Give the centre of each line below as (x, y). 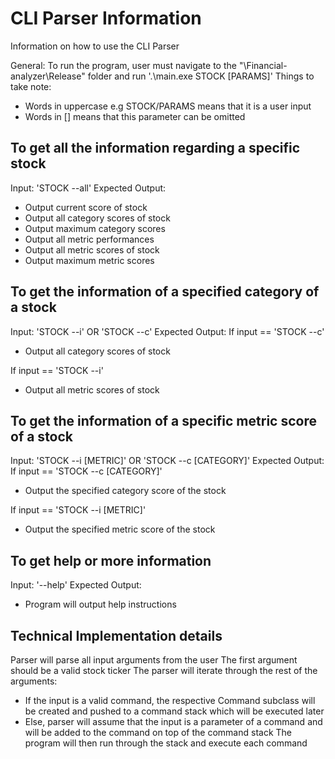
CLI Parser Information (106, 18)
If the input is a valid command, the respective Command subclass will (170, 700)
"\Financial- (263, 65)
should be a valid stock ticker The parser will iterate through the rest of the (164, 670)
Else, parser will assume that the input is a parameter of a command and (173, 721)
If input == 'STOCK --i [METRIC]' (78, 510)
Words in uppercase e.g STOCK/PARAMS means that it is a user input (168, 106)
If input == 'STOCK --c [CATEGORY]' (86, 471)
